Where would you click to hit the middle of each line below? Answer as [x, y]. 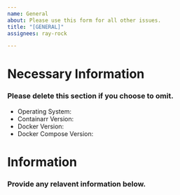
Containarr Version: [46, 119]
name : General [28, 14]
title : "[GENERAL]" [36, 27]
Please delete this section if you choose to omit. [90, 96]
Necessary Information [76, 74]
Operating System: [44, 111]
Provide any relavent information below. [76, 184]
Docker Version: [41, 126]
